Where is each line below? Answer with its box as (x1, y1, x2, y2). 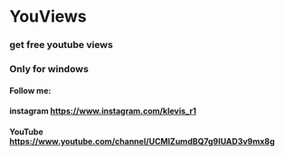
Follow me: (9, 85, 52, 96)
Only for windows (9, 63, 89, 76)
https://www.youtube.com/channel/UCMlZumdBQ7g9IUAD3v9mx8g (9, 135, 276, 146)
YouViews (9, 6, 88, 27)
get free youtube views (9, 39, 113, 51)
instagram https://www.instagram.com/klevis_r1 (9, 106, 197, 116)
